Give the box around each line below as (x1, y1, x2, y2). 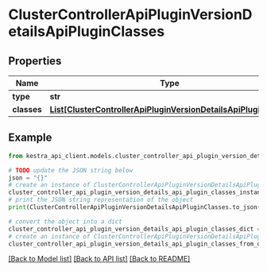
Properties (8, 54, 62, 68)
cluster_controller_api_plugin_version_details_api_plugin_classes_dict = (8, 225, 261, 233)
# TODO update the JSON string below (8, 166, 133, 174)
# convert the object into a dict (8, 217, 123, 226)
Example (8, 131, 52, 145)
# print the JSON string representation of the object (8, 196, 194, 204)
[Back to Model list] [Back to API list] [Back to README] (8, 254, 191, 264)
